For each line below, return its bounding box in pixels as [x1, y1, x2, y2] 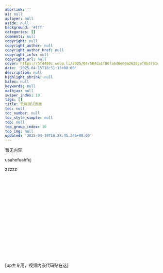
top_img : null [5, 129, 34, 134]
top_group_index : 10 [5, 124, 47, 129]
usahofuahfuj [5, 157, 32, 163]
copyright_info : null [5, 52, 49, 57]
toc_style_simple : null [5, 115, 53, 120]
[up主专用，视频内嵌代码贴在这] [5, 262, 69, 268]
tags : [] [5, 97, 23, 102]
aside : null [5, 20, 29, 26]
